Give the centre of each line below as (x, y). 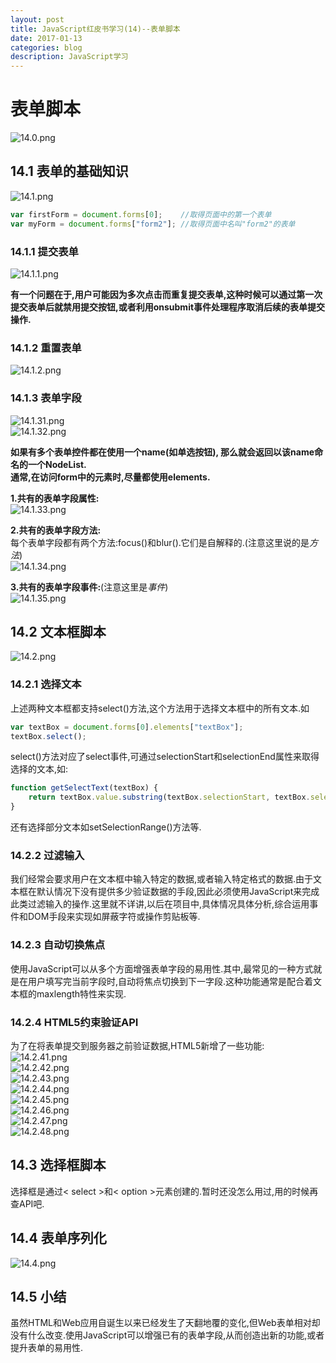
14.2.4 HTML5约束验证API (74, 1022)
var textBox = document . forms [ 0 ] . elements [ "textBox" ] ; (127, 727)
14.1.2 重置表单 (46, 348)
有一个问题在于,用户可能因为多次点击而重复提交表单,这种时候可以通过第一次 (166, 294)
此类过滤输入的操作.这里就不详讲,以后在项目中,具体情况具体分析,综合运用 (160, 904)
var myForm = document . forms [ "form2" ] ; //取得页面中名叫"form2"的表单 (153, 224)
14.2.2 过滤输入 (47, 855)
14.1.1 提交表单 (44, 251)
